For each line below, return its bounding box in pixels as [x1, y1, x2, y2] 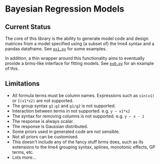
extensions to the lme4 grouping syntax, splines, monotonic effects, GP [12, 144, 156, 150]
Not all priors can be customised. [12, 133, 79, 139]
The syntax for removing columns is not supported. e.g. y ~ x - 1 [12, 113, 144, 119]
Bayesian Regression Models [5, 3, 124, 15]
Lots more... [12, 154, 36, 160]
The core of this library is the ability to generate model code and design [5, 35, 149, 41]
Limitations [5, 80, 40, 88]
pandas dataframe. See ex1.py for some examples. [5, 46, 107, 51]
